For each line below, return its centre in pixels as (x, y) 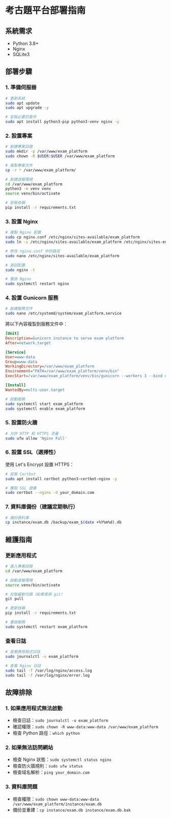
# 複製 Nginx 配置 (23, 233)
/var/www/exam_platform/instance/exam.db (57, 804)
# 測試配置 (15, 265)
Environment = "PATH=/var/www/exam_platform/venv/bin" (62, 371)
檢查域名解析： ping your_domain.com (51, 772)
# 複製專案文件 (19, 165)
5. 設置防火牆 (21, 423)
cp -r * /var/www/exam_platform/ (41, 170)
